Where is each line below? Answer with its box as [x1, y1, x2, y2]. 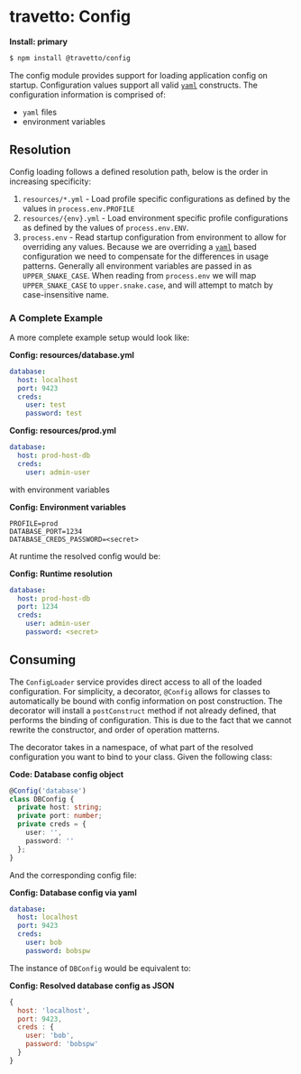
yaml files [22, 106, 57, 117]
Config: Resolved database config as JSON [9, 980, 175, 991]
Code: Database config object [9, 768, 124, 779]
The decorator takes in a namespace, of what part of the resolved [9, 741, 254, 752]
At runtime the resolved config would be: [9, 550, 161, 561]
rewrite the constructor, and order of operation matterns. [9, 724, 220, 735]
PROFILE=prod [9, 519, 59, 528]
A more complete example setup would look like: [9, 332, 190, 343]
